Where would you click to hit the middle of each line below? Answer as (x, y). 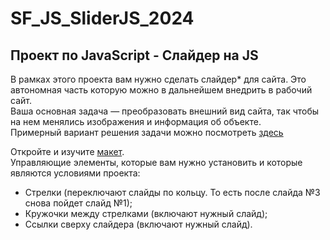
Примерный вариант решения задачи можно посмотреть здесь (147, 132)
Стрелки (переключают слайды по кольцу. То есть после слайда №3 (172, 192)
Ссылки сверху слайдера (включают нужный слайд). (138, 224)
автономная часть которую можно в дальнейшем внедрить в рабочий (161, 90)
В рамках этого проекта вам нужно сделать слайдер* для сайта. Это (158, 79)
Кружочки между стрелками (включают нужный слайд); (146, 213)
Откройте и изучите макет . (67, 151)
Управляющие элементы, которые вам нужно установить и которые (156, 162)
